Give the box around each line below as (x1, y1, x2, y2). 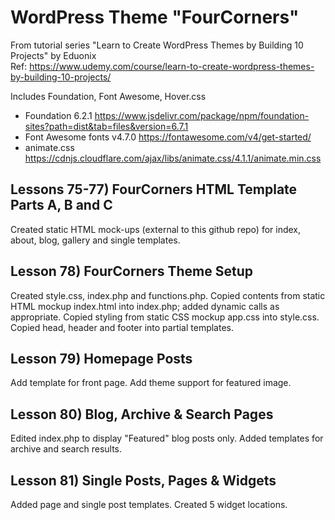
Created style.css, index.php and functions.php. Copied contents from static (10, 289, 326, 301)
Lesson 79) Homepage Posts (10, 350, 193, 367)
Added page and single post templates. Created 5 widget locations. (10, 499, 288, 510)
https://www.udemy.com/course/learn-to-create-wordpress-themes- (29, 60, 315, 72)
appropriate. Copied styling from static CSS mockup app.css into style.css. (10, 311, 320, 323)
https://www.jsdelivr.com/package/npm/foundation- (94, 109, 310, 121)
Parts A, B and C (10, 197, 113, 214)
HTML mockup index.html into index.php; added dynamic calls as (10, 300, 280, 312)
